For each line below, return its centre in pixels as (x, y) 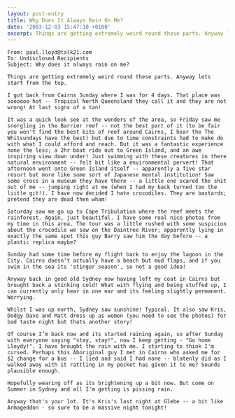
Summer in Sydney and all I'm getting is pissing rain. (90, 389)
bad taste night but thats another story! (70, 322)
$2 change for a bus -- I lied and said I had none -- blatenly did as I (117, 359)
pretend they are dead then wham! (58, 200)
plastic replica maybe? (42, 242)
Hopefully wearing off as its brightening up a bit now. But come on (111, 383)
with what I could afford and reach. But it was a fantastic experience (115, 144)
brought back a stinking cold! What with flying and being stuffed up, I (117, 285)
